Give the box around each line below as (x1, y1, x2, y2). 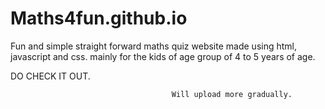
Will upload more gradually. (171, 89, 293, 99)
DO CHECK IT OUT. (10, 70, 91, 82)
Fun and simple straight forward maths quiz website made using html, (10, 40, 298, 52)
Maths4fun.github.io (10, 7, 188, 30)
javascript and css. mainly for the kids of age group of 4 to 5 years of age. (10, 50, 316, 62)
